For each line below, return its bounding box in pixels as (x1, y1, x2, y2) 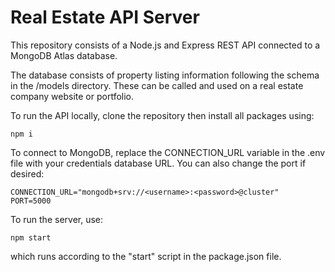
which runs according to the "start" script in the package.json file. (10, 250, 282, 262)
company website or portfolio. (10, 90, 135, 102)
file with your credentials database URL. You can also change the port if (10, 157, 307, 169)
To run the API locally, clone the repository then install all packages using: (10, 109, 315, 121)
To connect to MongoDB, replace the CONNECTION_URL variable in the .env (10, 146, 326, 158)
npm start (10, 232, 52, 243)
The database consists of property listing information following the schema (10, 69, 320, 81)
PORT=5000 (10, 196, 52, 206)
